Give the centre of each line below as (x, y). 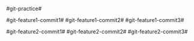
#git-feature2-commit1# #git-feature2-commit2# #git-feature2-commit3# (97, 31)
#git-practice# (24, 9)
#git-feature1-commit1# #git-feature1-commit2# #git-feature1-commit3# (95, 20)
